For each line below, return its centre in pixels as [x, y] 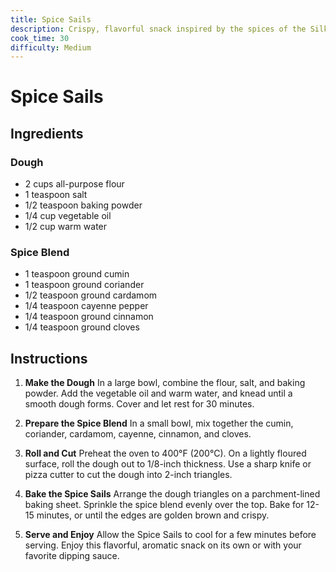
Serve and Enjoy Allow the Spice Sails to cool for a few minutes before [170, 535]
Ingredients [47, 133]
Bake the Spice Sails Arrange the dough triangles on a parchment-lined [172, 494]
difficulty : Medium [51, 47]
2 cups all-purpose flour [74, 184]
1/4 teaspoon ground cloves [82, 327]
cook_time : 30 [40, 38]
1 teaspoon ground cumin [77, 274]
